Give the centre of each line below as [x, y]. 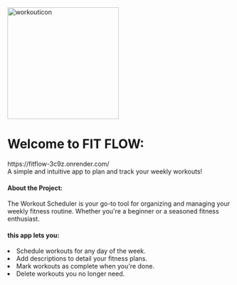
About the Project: [35, 188]
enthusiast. [24, 219]
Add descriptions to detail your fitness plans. [82, 259]
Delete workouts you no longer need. [71, 274]
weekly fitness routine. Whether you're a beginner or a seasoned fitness [113, 211]
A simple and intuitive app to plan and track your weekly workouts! [105, 171]
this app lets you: [33, 235]
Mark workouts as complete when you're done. [86, 266]
